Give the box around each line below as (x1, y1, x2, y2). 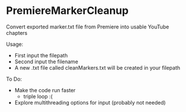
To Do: (6, 75, 22, 82)
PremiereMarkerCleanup (6, 4, 129, 17)
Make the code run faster (14, 86, 76, 93)
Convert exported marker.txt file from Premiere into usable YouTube (6, 23, 170, 30)
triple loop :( (23, 93, 53, 100)
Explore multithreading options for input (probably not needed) (14, 99, 166, 106)
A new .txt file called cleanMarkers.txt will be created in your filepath (14, 64, 180, 71)
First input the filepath (14, 52, 68, 59)
